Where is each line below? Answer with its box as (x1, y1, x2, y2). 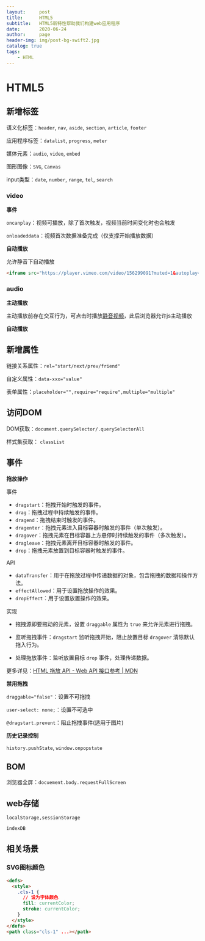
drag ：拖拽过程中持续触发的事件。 (15, 508, 102, 516)
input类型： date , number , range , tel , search (6, 175, 113, 183)
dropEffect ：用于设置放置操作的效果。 (15, 594, 113, 601)
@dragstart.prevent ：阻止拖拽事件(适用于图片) (6, 719, 124, 726)
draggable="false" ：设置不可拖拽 (6, 692, 90, 700)
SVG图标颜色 (6, 863, 45, 872)
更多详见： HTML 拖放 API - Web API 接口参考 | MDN (6, 667, 138, 674)
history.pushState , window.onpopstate (6, 744, 103, 751)
